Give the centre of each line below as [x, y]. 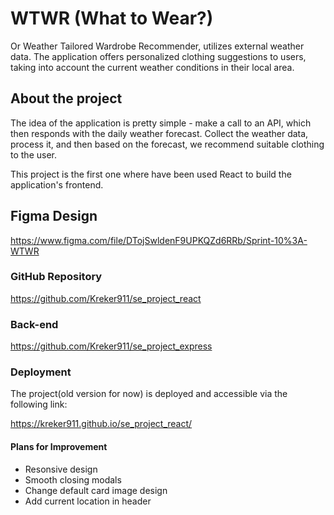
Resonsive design [61, 469]
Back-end [34, 324]
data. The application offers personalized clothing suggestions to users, [158, 56]
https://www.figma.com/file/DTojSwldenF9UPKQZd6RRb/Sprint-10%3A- [159, 240]
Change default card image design [96, 490]
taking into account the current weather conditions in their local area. [152, 67]
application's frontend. [57, 184]
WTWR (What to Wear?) [112, 18]
